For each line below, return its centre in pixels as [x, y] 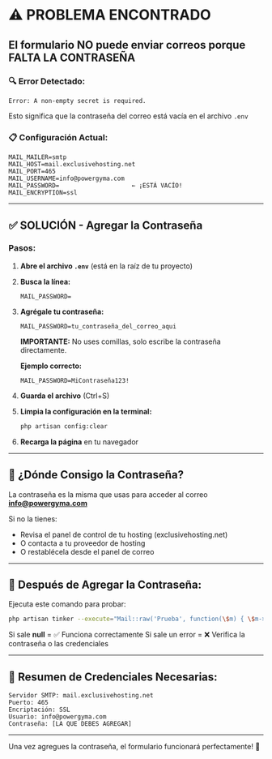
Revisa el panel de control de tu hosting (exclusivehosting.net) [124, 534]
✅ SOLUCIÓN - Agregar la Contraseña [106, 225]
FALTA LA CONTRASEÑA [72, 57]
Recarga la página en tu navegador [79, 442]
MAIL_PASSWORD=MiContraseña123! [74, 380]
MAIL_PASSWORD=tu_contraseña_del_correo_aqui [98, 326]
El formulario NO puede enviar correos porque [127, 45]
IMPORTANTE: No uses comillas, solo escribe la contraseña [120, 341]
